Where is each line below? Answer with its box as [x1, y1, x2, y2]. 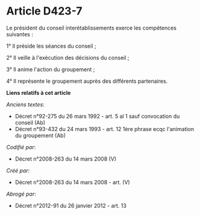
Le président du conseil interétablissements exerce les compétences [6, 24, 177, 31]
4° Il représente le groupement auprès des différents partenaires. [6, 77, 168, 85]
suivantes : [6, 30, 33, 37]
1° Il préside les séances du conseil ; [6, 42, 96, 50]
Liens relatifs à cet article [6, 89, 71, 96]
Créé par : [6, 167, 30, 174]
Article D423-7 [6, 4, 83, 18]
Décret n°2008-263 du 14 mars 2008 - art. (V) [14, 178, 131, 185]
